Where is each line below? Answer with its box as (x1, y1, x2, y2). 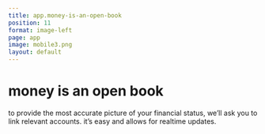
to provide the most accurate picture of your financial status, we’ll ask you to (8, 108, 258, 117)
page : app (8, 33, 41, 42)
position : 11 (8, 19, 51, 27)
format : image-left (8, 26, 73, 34)
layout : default (8, 48, 62, 56)
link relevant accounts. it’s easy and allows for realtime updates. (8, 116, 217, 126)
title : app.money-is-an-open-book (8, 11, 123, 20)
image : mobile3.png (8, 41, 73, 49)
